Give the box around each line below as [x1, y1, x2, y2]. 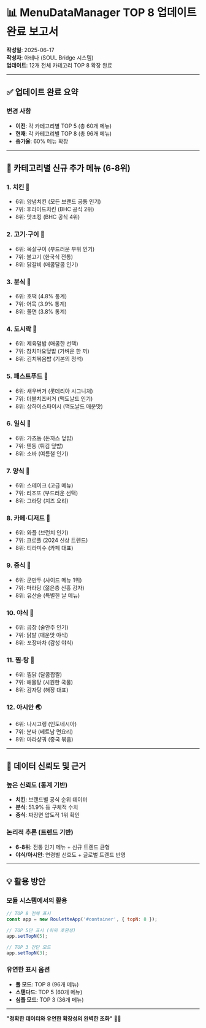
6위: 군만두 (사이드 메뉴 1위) [15, 576, 82, 584]
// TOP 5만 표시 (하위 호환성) [6, 927, 76, 933]
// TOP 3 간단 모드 [6, 944, 51, 950]
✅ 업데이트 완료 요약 [6, 87, 78, 98]
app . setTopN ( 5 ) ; [6, 933, 48, 939]
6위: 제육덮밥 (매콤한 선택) [15, 340, 78, 347]
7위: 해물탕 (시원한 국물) [15, 679, 74, 686]
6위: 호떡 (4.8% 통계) [15, 292, 67, 300]
